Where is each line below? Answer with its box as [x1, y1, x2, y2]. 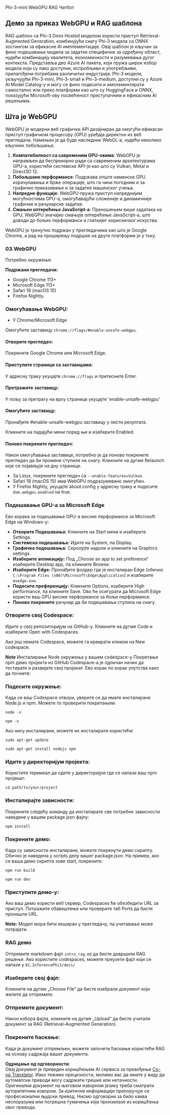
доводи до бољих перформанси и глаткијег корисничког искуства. [12, 217, 158, 223]
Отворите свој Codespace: [5, 612, 75, 619]
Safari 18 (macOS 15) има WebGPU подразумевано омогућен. [12, 478, 146, 484]
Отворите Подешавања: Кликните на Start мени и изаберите [12, 528, 146, 535]
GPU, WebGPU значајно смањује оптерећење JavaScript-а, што [12, 212, 151, 218]
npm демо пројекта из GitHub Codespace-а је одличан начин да [5, 659, 144, 665]
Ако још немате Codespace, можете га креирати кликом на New [5, 639, 146, 645]
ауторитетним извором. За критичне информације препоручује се [5, 1087, 150, 1094]
